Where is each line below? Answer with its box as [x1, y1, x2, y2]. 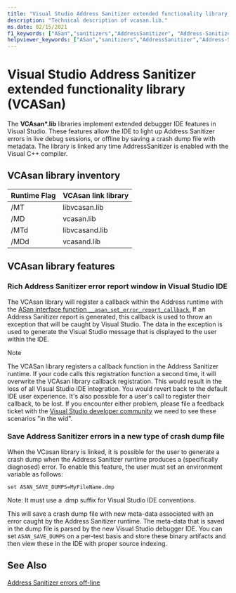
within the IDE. [7, 335, 49, 343]
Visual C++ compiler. [7, 149, 68, 158]
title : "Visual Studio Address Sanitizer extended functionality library [7, 10, 228, 18]
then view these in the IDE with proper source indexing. [7, 539, 167, 547]
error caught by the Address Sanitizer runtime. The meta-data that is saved [7, 517, 225, 525]
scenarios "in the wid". [7, 414, 73, 422]
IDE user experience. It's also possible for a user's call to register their [7, 392, 211, 400]
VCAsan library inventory [7, 170, 121, 182]
